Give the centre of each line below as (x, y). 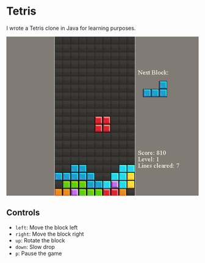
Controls (23, 213)
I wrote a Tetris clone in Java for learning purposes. (71, 28)
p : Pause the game (38, 253)
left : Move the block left (46, 227)
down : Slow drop (35, 247)
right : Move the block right (49, 234)
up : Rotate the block (40, 240)
